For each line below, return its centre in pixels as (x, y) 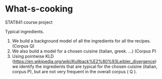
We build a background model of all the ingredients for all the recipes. (81, 41)
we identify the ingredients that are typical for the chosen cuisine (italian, (85, 66)
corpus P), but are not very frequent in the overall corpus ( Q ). (74, 71)
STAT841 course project (29, 22)
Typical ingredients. (25, 31)
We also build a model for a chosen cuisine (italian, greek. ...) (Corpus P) (84, 51)
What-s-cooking (39, 9)
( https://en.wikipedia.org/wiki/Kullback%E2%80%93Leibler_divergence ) (84, 61)
